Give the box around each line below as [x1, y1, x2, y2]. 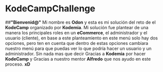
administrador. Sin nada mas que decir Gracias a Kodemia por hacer [5, 50, 146, 57]
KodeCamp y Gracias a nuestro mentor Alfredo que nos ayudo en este [5, 56, 151, 62]
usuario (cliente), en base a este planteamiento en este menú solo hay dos [5, 35, 158, 41]
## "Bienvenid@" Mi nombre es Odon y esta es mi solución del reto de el [5, 19, 156, 25]
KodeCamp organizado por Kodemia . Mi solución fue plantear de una [5, 24, 149, 30]
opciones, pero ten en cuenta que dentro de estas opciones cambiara [5, 40, 149, 46]
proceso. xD [5, 61, 31, 67]
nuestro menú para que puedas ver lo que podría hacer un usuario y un [5, 45, 152, 51]
